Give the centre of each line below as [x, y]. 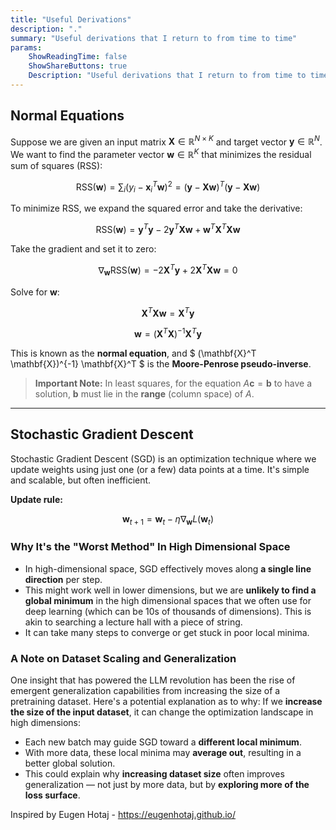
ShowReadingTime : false [78, 57]
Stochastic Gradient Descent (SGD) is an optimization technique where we [163, 458]
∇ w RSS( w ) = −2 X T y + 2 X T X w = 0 [168, 270]
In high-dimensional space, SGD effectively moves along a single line [168, 568]
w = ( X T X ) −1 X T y [168, 333]
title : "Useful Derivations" [71, 19]
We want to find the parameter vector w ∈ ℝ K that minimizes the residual [161, 153]
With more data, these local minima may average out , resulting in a [163, 753]
